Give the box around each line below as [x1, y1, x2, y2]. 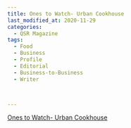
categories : [7, 23, 42, 30]
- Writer [13, 75, 39, 83]
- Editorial [13, 63, 49, 70]
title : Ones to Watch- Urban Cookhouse [7, 10, 125, 18]
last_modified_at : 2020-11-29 [7, 17, 96, 24]
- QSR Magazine [13, 30, 58, 37]
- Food [13, 43, 33, 50]
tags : [7, 37, 23, 44]
